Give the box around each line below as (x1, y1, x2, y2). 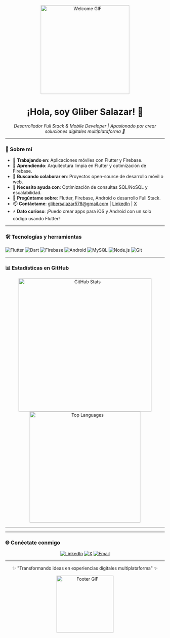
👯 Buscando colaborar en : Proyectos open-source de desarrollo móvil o (12, 174, 163, 180)
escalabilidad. (12, 190, 42, 196)
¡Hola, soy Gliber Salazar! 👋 (27, 106, 143, 118)
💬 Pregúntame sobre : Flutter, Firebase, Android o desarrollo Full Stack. (12, 195, 161, 201)
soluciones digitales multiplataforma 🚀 (45, 128, 125, 134)
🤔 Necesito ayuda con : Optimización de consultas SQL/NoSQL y (12, 184, 148, 190)
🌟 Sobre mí (5, 146, 32, 153)
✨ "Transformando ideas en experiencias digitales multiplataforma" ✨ (12, 565, 158, 572)
